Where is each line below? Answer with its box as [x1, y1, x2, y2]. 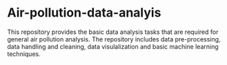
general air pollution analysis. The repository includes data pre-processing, [7, 35, 221, 43]
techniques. [7, 50, 41, 58]
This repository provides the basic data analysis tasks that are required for [7, 28, 219, 36]
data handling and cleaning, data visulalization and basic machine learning [7, 42, 219, 50]
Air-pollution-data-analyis [7, 5, 161, 21]
